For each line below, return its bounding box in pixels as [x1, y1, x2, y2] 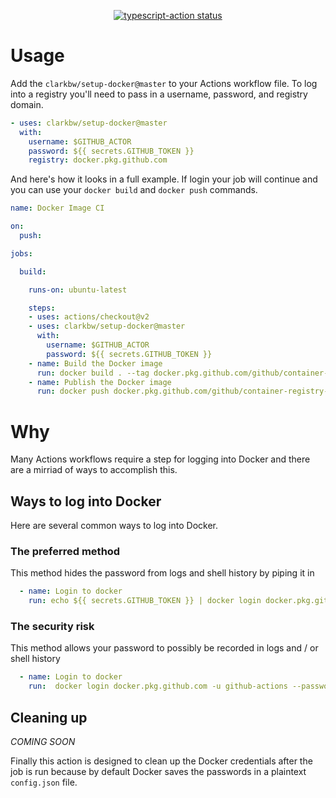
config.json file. [10, 776, 78, 788]
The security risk [10, 620, 95, 634]
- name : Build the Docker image [28, 358, 163, 369]
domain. [10, 98, 44, 110]
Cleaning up [10, 709, 88, 726]
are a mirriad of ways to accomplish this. [10, 464, 178, 476]
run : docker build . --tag [36, 368, 150, 378]
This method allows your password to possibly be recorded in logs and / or [10, 642, 319, 654]
